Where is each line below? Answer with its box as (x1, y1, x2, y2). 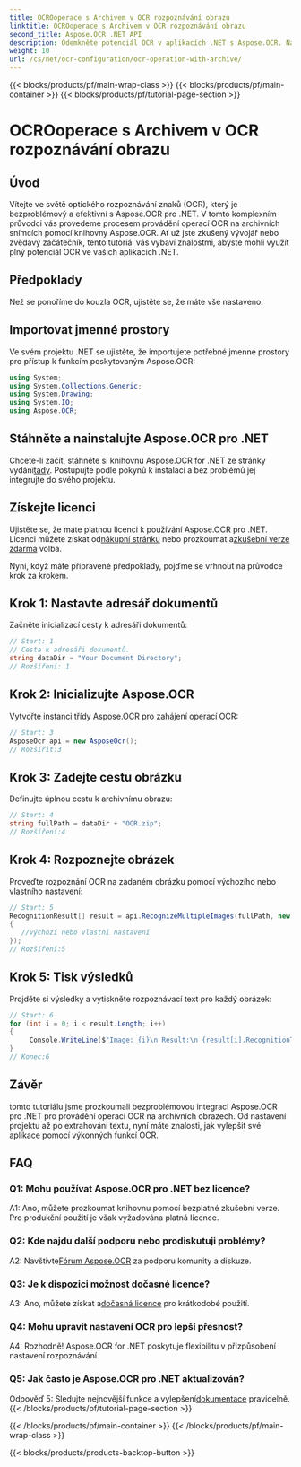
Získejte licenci (9, 500, 96, 516)
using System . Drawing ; (9, 389, 94, 399)
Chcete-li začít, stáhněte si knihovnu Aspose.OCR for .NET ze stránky (9, 455, 266, 466)
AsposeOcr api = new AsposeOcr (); (9, 737, 139, 746)
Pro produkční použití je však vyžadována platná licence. (9, 1212, 219, 1223)
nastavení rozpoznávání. (9, 1350, 99, 1361)
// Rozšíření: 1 (9, 662, 70, 671)
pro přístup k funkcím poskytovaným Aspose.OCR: (9, 355, 195, 366)
